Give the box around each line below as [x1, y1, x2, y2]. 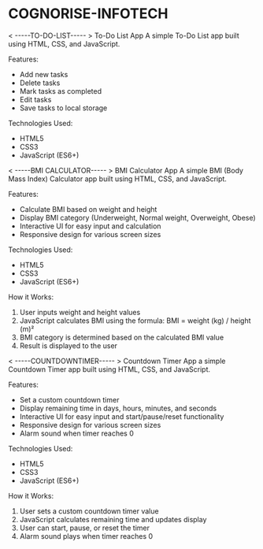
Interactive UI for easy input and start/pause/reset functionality [19, 411, 224, 421]
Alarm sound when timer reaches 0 [19, 428, 134, 438]
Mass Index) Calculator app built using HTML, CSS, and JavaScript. [8, 174, 227, 184]
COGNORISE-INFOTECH [8, 5, 169, 23]
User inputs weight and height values [19, 307, 141, 317]
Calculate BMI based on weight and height [19, 204, 157, 213]
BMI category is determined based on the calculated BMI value [19, 332, 224, 342]
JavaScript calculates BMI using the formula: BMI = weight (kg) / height [19, 316, 251, 325]
